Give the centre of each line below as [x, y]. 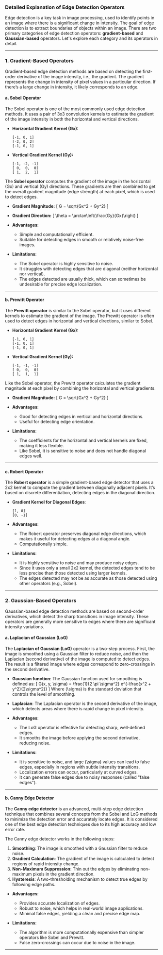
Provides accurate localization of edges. [59, 903]
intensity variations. [25, 627]
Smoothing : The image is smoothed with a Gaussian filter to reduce [80, 848]
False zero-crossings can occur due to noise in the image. [77, 942]
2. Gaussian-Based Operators [41, 601]
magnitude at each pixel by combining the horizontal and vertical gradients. [81, 388]
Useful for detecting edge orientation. [57, 422]
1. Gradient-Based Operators [39, 61]
